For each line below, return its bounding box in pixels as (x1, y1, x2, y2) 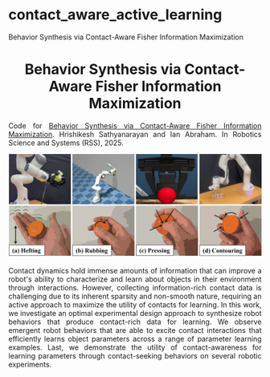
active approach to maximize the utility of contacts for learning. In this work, (8, 299, 262, 310)
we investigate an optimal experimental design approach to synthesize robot (8, 308, 262, 318)
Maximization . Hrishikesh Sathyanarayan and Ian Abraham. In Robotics (8, 129, 262, 139)
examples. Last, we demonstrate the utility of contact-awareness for (8, 343, 262, 352)
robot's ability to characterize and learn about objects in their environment (8, 274, 262, 284)
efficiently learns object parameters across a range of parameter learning (8, 334, 262, 343)
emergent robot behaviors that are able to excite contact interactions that (8, 325, 262, 334)
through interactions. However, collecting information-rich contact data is (8, 282, 262, 292)
